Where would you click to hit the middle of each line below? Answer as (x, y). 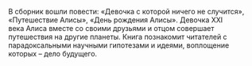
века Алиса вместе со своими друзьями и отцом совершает (111, 28)
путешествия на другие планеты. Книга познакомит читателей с (118, 37)
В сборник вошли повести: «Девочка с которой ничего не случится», (126, 12)
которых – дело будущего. (53, 54)
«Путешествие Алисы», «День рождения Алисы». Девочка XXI (116, 20)
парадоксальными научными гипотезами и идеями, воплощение (119, 45)
